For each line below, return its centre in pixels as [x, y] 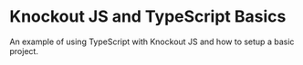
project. [24, 51]
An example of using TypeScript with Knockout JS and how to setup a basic [152, 42]
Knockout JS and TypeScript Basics [148, 17]
